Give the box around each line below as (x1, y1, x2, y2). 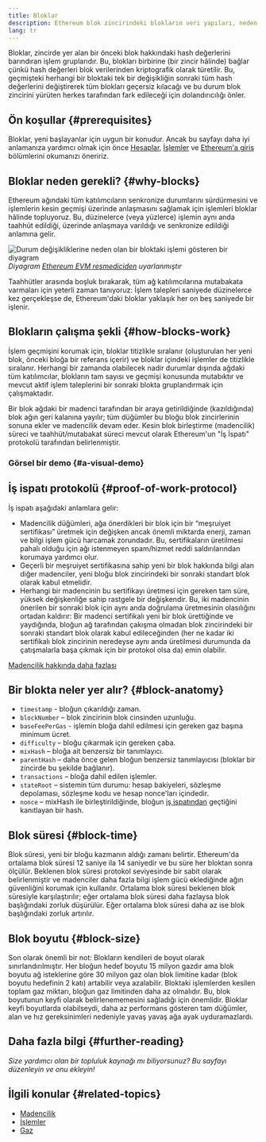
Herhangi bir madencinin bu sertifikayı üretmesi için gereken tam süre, (19, 585, 250, 596)
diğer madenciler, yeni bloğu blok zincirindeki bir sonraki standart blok (19, 569, 250, 578)
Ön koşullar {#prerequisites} (8, 113, 152, 127)
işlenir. (8, 303, 30, 311)
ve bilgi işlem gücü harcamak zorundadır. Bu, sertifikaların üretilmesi (19, 535, 244, 545)
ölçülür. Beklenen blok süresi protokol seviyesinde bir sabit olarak (8, 866, 222, 876)
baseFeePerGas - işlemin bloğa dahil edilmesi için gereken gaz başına (19, 721, 244, 731)
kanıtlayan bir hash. (19, 805, 84, 815)
